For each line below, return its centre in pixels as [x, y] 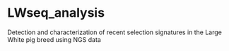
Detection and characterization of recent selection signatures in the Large [115, 32]
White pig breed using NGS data [54, 39]
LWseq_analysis [56, 13]
